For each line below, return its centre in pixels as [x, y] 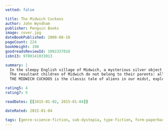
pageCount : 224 [21, 42]
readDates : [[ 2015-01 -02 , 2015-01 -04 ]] [47, 101]
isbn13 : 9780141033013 [29, 56]
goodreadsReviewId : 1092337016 [38, 51]
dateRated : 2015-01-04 [29, 110]
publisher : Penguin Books [32, 28]
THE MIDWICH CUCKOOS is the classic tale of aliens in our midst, [80, 79]
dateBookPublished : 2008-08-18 [38, 37]
